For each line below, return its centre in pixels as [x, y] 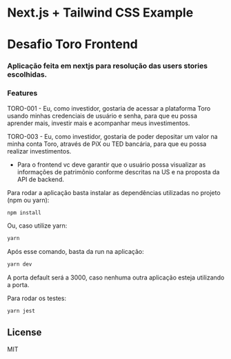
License [24, 332]
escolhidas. [27, 75]
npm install [24, 212]
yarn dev [20, 264]
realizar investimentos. [39, 151]
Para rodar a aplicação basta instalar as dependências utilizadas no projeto [114, 192]
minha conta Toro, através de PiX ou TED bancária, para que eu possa [107, 144]
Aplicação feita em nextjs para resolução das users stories [108, 66]
